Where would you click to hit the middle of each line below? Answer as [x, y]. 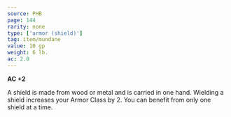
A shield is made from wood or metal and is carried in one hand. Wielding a [115, 92]
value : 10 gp [26, 46]
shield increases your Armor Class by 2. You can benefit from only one [109, 100]
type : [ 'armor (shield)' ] [45, 33]
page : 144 [22, 20]
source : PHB [24, 14]
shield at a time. [30, 107]
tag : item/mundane [34, 40]
